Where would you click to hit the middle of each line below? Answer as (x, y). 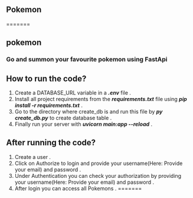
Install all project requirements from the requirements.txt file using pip (101, 99)
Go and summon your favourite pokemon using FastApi (87, 60)
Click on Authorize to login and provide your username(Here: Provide (99, 163)
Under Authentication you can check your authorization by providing (98, 176)
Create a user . (33, 157)
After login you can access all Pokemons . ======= (78, 188)
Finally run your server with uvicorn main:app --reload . (84, 124)
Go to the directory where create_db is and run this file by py (89, 111)
